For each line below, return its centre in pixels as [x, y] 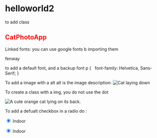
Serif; [10, 73]
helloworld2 [30, 9]
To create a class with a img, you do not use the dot [57, 92]
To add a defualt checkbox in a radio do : [46, 111]
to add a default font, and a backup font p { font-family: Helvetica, [72, 68]
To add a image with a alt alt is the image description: [58, 82]
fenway [13, 59]
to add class [17, 22]
